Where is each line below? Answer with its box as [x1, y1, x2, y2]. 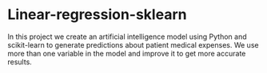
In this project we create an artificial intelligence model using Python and [7, 32, 247, 41]
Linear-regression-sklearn [7, 6, 187, 24]
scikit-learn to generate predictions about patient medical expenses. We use [7, 40, 259, 49]
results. [7, 57, 33, 67]
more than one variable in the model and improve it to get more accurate [7, 48, 246, 58]
